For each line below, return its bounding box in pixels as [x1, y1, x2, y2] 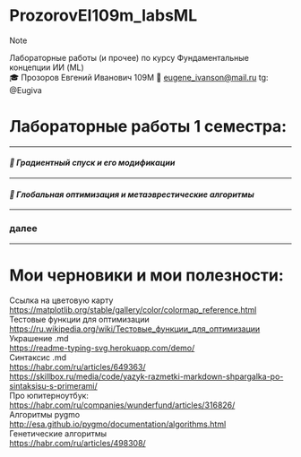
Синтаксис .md [9, 351, 67, 363]
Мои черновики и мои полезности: [9, 265, 284, 285]
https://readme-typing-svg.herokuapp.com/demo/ [9, 342, 195, 353]
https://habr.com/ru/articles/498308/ [9, 437, 146, 448]
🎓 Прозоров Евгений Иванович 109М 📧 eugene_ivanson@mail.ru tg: [9, 72, 269, 82]
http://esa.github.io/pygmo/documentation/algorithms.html [9, 418, 227, 429]
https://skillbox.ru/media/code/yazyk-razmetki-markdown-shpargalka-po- [9, 371, 284, 382]
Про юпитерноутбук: [9, 390, 90, 401]
